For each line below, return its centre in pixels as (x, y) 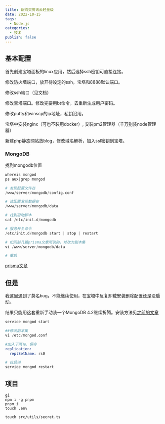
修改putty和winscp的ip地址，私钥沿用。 (46, 113)
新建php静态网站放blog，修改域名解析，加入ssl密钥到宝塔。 (66, 141)
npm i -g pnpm (20, 400)
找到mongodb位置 (24, 165)
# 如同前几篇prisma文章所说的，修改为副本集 (45, 242)
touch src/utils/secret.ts (33, 417)
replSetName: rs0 (27, 353)
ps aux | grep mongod (25, 179)
